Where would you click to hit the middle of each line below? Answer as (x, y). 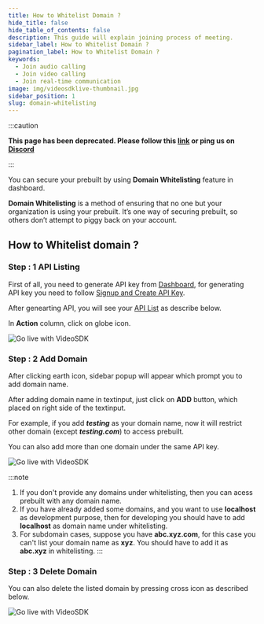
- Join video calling (51, 74)
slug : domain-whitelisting (52, 103)
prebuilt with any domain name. (70, 501)
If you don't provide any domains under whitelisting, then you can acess (136, 493)
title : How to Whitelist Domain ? (65, 15)
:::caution (24, 126)
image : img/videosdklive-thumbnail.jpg (73, 89)
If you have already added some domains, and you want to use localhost (137, 509)
